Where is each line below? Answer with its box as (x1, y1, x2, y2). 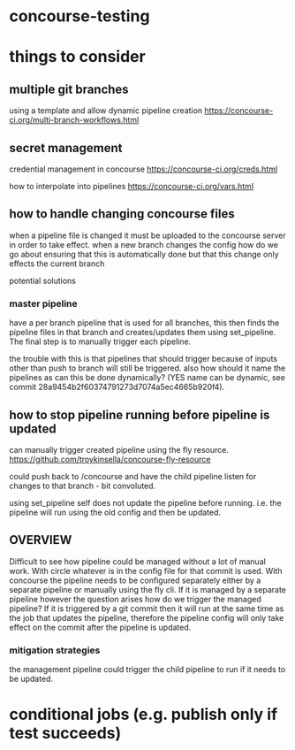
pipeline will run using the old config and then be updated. (9, 507, 222, 517)
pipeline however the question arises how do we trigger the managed (9, 593, 262, 604)
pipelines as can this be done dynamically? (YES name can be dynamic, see (9, 372, 285, 383)
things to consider (9, 47, 146, 67)
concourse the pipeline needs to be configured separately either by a (9, 575, 261, 585)
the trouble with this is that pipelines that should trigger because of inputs (9, 354, 278, 364)
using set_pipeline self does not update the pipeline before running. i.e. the (9, 497, 282, 508)
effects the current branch (9, 258, 105, 269)
